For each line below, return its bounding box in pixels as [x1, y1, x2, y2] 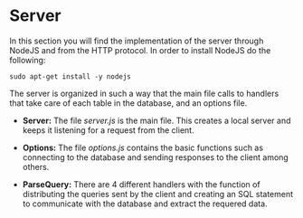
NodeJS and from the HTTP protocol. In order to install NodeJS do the [9, 44, 271, 55]
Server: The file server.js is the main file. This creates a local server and [22, 115, 291, 126]
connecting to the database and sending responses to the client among [22, 151, 289, 163]
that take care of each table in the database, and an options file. [9, 97, 248, 109]
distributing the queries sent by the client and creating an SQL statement [22, 188, 294, 199]
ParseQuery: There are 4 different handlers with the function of [22, 178, 260, 190]
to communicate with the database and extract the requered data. [22, 198, 269, 209]
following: [9, 54, 46, 65]
